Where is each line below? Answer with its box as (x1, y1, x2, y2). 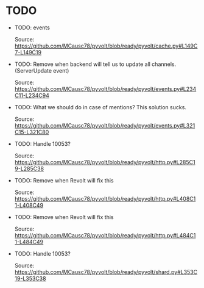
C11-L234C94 (14, 92, 49, 99)
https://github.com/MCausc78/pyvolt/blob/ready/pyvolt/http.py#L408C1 (14, 195, 196, 202)
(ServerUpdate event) (14, 67, 69, 74)
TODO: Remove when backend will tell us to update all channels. (14, 60, 177, 68)
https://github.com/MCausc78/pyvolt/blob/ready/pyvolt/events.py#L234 (14, 85, 197, 92)
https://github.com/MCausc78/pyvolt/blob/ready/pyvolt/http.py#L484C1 (14, 231, 196, 239)
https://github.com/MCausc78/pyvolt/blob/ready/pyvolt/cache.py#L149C (14, 42, 198, 49)
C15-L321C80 (14, 128, 49, 135)
